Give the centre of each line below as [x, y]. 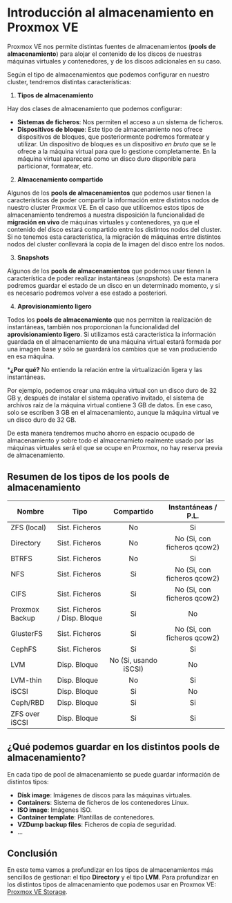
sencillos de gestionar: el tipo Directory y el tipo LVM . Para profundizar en [113, 877]
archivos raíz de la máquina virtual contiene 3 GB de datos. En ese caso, [110, 405]
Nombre [30, 511]
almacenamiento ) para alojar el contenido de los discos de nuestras [105, 54]
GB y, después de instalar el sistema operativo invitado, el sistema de [106, 398]
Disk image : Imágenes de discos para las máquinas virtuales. [104, 795]
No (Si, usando [133, 660]
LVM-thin [26, 680]
